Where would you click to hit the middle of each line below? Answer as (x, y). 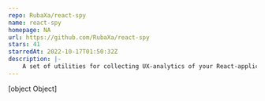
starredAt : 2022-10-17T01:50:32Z (63, 52)
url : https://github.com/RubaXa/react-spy (79, 37)
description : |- (35, 60)
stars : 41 (24, 45)
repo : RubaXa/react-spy (47, 15)
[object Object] (33, 88)
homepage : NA (30, 30)
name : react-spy (35, 23)
